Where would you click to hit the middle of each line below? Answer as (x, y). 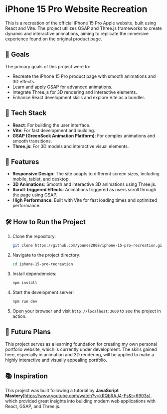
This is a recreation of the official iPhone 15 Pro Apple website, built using (81, 23)
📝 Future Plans (28, 332)
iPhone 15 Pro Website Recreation (76, 9)
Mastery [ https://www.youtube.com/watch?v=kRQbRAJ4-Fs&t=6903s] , (79, 396)
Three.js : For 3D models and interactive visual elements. (71, 146)
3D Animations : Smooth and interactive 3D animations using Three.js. (84, 184)
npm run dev (25, 301)
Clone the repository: (34, 236)
